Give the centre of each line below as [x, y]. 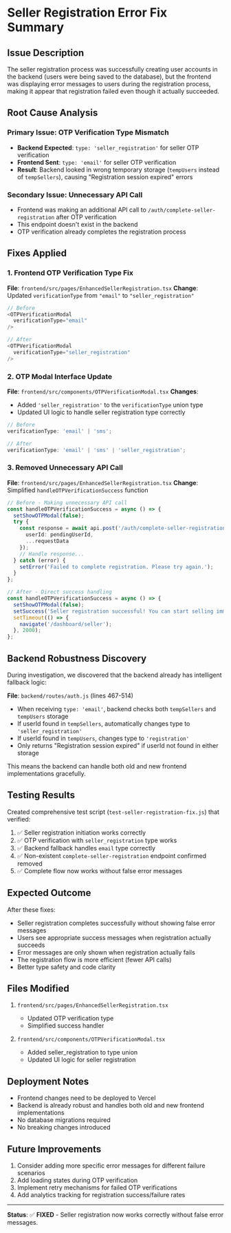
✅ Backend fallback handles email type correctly [86, 848]
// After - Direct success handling [59, 592]
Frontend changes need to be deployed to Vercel [86, 1098]
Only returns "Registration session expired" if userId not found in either [118, 745]
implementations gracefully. [46, 773]
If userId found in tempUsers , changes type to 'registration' [103, 738]
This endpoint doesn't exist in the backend [77, 224]
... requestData [47, 541]
